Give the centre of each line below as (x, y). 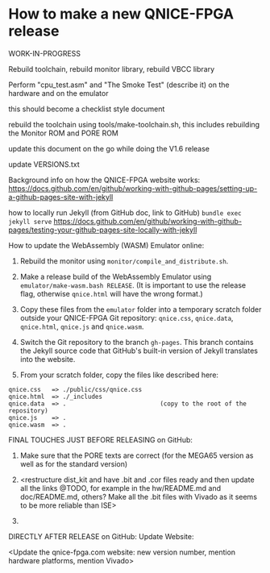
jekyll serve (30, 222)
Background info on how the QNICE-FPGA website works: (104, 180)
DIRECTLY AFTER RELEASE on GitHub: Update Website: (101, 536)
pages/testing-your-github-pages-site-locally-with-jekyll (103, 230)
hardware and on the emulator (58, 93)
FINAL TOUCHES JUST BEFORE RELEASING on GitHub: (101, 439)
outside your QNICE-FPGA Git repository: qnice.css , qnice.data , (127, 318)
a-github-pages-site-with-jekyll (61, 197)
